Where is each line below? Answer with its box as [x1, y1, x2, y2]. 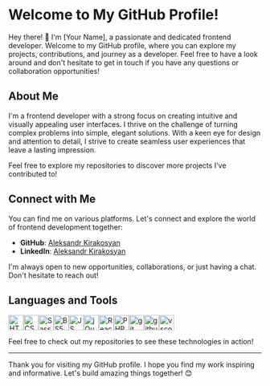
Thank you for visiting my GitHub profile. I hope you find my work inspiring [8, 360, 255, 370]
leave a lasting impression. [8, 144, 96, 154]
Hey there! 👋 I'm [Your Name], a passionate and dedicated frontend [8, 32, 231, 42]
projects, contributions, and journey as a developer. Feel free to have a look [8, 49, 259, 59]
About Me [8, 90, 59, 104]
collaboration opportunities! [8, 66, 100, 75]
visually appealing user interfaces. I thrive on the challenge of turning [8, 119, 239, 129]
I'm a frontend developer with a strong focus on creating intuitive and [8, 111, 238, 120]
